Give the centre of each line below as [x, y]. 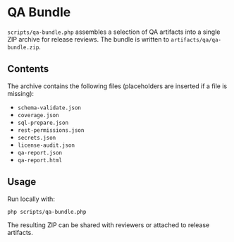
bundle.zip [23, 47]
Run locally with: [31, 199]
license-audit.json [46, 145]
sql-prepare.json [43, 123]
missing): [20, 93]
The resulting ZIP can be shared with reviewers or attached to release [109, 225]
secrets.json [37, 138]
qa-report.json [40, 152]
